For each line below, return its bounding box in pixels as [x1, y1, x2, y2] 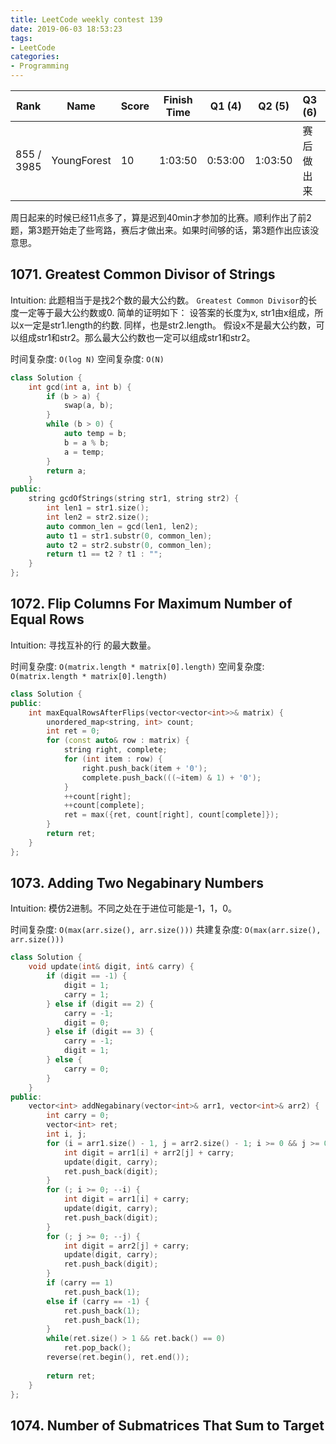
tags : [10, 33, 33, 43]
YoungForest [51, 154, 112, 167]
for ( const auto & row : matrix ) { [46, 736, 190, 746]
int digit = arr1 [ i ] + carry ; [63, 1194, 190, 1205]
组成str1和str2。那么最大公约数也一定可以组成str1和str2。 [18, 331, 256, 343]
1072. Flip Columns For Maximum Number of [10, 596, 293, 613]
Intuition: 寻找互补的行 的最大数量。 [10, 639, 157, 651]
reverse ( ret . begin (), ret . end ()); [46, 1352, 190, 1363]
